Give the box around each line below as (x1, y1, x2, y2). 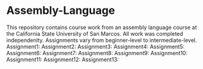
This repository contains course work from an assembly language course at (6, 24, 197, 31)
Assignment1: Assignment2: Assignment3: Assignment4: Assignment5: (6, 43, 185, 50)
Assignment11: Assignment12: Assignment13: (6, 56, 119, 63)
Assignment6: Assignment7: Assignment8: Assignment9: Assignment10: (6, 49, 188, 56)
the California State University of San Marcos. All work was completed (6, 30, 183, 37)
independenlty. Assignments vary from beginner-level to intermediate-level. (6, 36, 197, 44)
